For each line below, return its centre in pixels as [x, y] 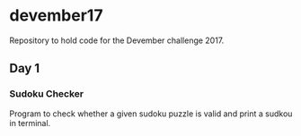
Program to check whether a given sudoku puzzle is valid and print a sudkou [151, 114]
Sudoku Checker [46, 94]
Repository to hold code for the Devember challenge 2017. [117, 40]
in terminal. [30, 123]
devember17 [56, 16]
